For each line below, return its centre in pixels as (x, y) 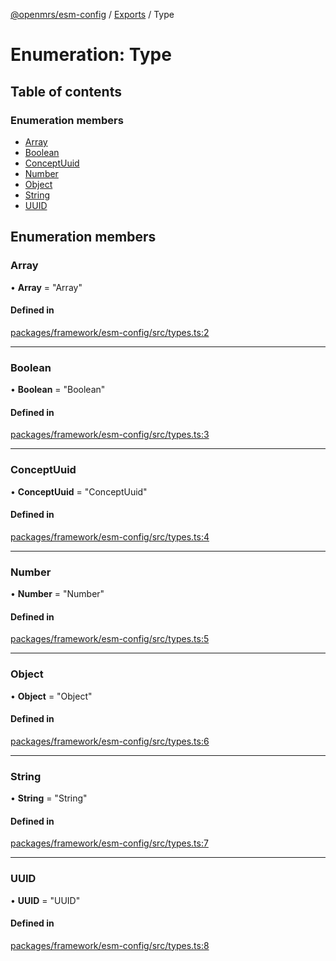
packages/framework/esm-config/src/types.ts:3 (110, 435)
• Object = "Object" (51, 696)
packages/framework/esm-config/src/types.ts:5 (110, 639)
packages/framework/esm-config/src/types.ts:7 (109, 843)
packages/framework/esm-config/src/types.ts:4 (110, 536)
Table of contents (66, 91)
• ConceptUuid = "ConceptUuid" (79, 491)
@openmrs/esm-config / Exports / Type (92, 14)
